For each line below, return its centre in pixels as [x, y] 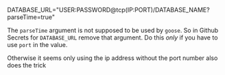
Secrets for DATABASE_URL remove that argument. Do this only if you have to [113, 37]
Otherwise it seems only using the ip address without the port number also [113, 58]
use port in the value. [37, 45]
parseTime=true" [31, 17]
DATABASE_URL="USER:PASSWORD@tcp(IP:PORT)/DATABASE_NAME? [109, 10]
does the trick [27, 65]
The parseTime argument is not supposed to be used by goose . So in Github [113, 30]
